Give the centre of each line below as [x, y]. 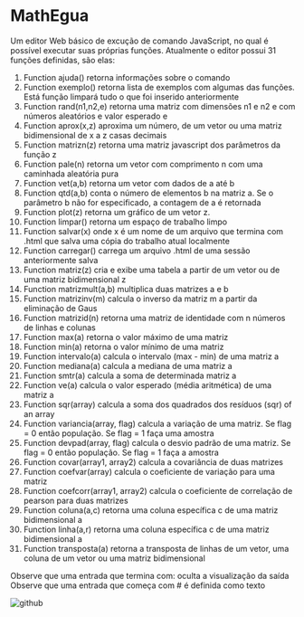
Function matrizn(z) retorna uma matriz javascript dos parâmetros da [152, 145]
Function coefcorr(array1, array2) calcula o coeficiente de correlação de [158, 490]
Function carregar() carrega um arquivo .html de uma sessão [137, 251]
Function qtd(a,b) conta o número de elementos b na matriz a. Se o [148, 193]
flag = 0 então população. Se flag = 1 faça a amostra [121, 452]
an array [39, 413]
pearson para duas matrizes [76, 500]
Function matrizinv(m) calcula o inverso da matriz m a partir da [140, 299]
